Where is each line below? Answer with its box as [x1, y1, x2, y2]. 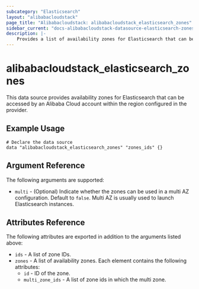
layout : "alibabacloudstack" [6, 14, 78, 20]
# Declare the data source [6, 139, 73, 145]
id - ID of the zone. [23, 270, 70, 277]
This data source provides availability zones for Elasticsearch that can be [6, 94, 185, 101]
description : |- [6, 31, 46, 37]
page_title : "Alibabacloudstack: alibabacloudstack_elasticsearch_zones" [6, 20, 192, 25]
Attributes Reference [6, 217, 85, 227]
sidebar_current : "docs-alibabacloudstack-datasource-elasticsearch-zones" [6, 25, 197, 31]
